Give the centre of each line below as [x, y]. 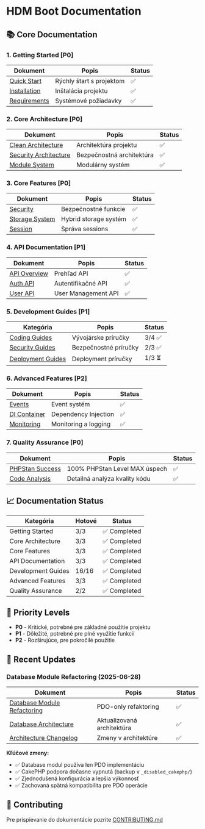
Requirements [29, 101]
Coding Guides [31, 338]
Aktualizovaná [117, 720]
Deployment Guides [38, 359]
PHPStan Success [35, 468]
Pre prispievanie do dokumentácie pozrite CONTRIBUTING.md [85, 819]
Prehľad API [71, 273]
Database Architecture [42, 724]
